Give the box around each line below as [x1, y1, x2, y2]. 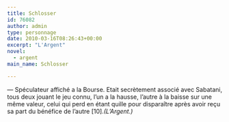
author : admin [7, 22, 48, 29]
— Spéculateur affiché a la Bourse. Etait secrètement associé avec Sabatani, [7, 85, 223, 93]
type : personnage [7, 29, 57, 36]
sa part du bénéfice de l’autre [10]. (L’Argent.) [7, 107, 133, 115]
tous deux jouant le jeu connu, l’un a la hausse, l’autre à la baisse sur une [7, 93, 213, 101]
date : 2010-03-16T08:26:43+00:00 [7, 35, 103, 42]
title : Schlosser [7, 10, 57, 17]
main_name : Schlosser [7, 61, 69, 67]
